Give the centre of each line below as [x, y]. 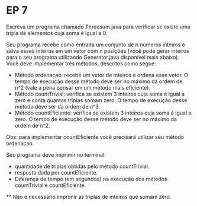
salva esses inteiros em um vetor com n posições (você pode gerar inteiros [98, 50]
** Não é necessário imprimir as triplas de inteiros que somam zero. [89, 197]
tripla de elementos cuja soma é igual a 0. [57, 33]
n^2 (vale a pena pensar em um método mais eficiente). [83, 87]
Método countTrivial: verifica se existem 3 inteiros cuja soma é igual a [100, 94]
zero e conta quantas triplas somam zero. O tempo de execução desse [101, 100]
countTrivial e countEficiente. [50, 185]
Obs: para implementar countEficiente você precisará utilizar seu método [95, 137]
